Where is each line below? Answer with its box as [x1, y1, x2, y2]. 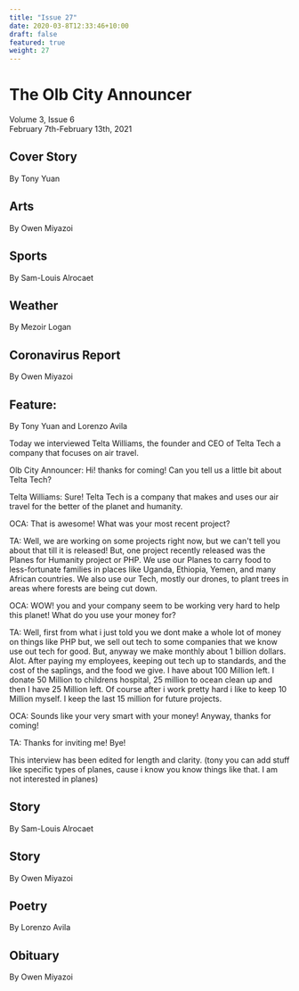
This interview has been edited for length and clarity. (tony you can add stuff [9, 755, 290, 765]
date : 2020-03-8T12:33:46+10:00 [9, 21, 129, 30]
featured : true [9, 37, 66, 47]
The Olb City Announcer [9, 85, 192, 105]
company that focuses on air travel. [9, 447, 140, 458]
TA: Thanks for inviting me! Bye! [9, 737, 126, 747]
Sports [9, 249, 48, 264]
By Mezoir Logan [9, 322, 72, 333]
